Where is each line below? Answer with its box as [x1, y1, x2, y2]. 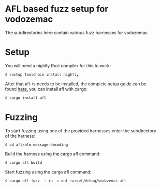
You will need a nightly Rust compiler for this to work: [5, 63, 111, 68]
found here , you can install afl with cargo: [5, 86, 88, 92]
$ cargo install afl [5, 95, 47, 100]
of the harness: [5, 133, 35, 139]
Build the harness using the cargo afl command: [5, 151, 101, 157]
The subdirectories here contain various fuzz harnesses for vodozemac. [5, 30, 149, 35]
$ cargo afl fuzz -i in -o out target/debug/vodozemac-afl [5, 178, 127, 184]
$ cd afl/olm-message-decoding [5, 142, 68, 147]
